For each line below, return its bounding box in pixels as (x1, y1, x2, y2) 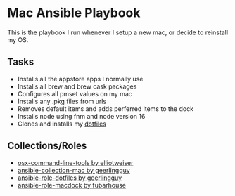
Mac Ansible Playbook (7, 5, 141, 21)
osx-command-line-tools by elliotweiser (17, 158, 134, 166)
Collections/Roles (7, 140, 87, 152)
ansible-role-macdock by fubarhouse (17, 181, 127, 189)
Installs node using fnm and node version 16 (17, 112, 146, 120)
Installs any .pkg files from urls (17, 97, 107, 105)
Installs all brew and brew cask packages (17, 82, 137, 91)
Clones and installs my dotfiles (17, 119, 107, 128)
